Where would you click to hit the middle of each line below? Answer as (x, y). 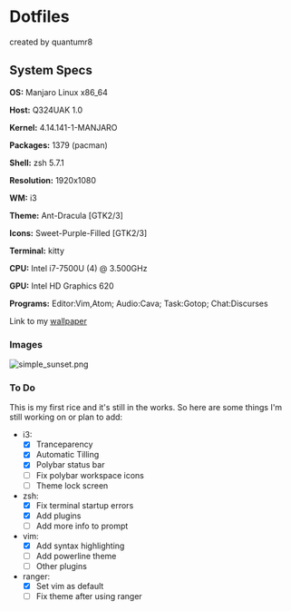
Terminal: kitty (37, 251)
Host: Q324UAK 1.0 (46, 110)
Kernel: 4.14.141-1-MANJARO (63, 127)
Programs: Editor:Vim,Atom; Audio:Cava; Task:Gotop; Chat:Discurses (139, 303)
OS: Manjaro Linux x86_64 (59, 92)
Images (26, 344)
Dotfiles (39, 17)
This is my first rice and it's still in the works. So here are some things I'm (146, 408)
